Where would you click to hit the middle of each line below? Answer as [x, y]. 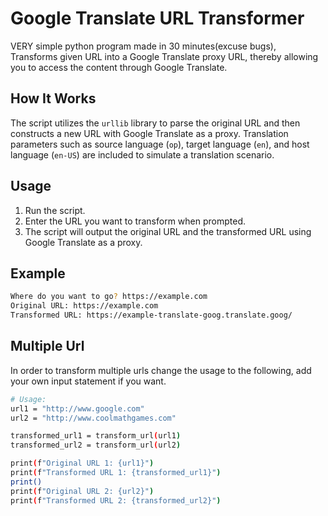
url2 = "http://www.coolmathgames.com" [93, 418]
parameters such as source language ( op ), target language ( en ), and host [160, 144]
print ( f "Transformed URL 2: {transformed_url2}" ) [116, 500]
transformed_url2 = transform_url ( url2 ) [96, 445]
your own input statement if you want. [88, 381]
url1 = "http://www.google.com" [77, 408]
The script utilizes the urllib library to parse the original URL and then [155, 123]
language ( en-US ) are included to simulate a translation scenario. [142, 154]
